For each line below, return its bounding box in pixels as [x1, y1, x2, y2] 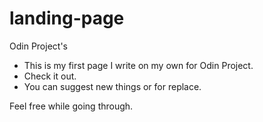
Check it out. [23, 70, 77, 82]
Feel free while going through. [9, 100, 134, 112]
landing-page [9, 7, 125, 30]
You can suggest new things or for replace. [23, 80, 202, 92]
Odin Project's [9, 40, 68, 52]
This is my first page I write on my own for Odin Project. [23, 59, 254, 71]
